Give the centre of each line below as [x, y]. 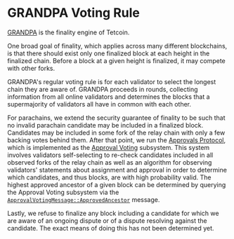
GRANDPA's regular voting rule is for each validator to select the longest [112, 81]
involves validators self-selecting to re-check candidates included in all [110, 155]
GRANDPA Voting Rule [74, 13]
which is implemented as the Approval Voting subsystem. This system [109, 147]
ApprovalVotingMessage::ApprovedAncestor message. [84, 199]
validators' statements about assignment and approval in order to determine [117, 170]
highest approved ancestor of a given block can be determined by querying [117, 184]
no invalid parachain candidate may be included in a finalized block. [105, 125]
